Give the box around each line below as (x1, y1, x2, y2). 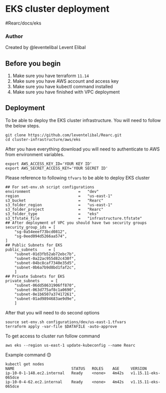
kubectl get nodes (5, 361, 44, 366)
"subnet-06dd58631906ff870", (14, 283, 76, 288)
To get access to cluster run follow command (5, 333, 100, 339)
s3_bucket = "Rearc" (5, 198, 103, 203)
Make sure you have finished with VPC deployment (12, 89, 120, 95)
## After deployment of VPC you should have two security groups (5, 220, 147, 225)
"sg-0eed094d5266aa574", (14, 233, 67, 239)
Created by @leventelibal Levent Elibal (5, 44, 86, 51)
